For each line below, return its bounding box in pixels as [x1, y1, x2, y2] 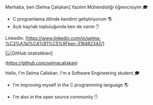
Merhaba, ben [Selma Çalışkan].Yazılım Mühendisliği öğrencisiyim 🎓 [5, 4, 148, 10]
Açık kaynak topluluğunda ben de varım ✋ [12, 24, 100, 29]
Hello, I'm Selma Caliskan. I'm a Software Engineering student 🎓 [5, 70, 140, 76]
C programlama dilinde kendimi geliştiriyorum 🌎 [12, 16, 112, 22]
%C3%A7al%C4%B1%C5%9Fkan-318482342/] [5, 41, 105, 46]
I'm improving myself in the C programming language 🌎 [12, 82, 129, 88]
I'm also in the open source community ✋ [12, 94, 98, 99]
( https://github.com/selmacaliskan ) [5, 60, 78, 66]
